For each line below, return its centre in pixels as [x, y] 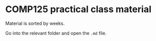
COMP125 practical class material [79, 9]
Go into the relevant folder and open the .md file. [56, 33]
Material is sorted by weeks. [35, 23]
